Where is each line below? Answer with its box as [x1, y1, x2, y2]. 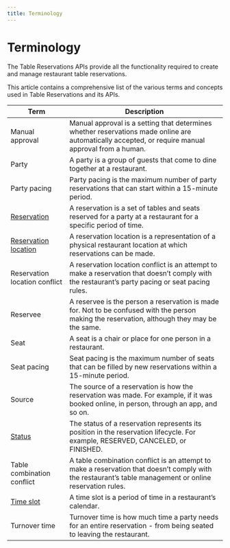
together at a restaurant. [69, 163, 147, 173]
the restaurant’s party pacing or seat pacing [69, 277, 210, 286]
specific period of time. [69, 220, 144, 230]
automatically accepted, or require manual [69, 135, 205, 145]
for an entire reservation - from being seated [69, 521, 214, 530]
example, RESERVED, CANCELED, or [69, 435, 187, 445]
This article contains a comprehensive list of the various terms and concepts [7, 83, 223, 91]
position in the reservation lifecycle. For [69, 427, 196, 437]
